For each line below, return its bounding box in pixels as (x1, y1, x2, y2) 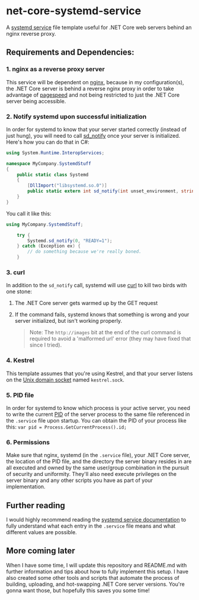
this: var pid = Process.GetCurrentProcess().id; (6, 423, 127, 430)
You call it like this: (6, 209, 52, 217)
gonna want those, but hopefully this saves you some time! (6, 586, 150, 594)
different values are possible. (6, 529, 77, 536)
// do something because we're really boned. (27, 249, 142, 255)
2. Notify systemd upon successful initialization (6, 112, 147, 120)
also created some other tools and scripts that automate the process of (6, 574, 179, 581)
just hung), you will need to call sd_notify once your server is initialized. (6, 132, 181, 139)
